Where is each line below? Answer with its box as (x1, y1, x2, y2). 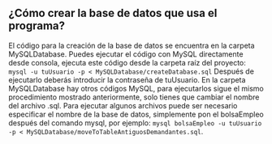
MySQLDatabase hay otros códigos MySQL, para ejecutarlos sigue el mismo (8, 83, 264, 93)
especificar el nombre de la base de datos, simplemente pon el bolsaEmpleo (8, 109, 264, 119)
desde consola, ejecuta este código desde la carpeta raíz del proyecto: (8, 57, 246, 67)
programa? (8, 19, 65, 33)
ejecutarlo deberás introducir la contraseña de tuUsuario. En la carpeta (8, 74, 246, 84)
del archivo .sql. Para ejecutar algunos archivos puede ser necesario (8, 100, 238, 110)
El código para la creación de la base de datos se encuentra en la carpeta (8, 40, 255, 50)
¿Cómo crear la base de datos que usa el (8, 6, 218, 20)
